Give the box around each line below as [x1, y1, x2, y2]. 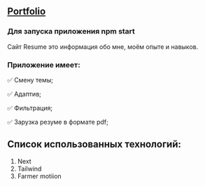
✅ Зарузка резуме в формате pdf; [7, 117, 108, 126]
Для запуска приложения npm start [7, 27, 135, 36]
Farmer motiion [17, 171, 62, 180]
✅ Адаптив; [7, 90, 42, 98]
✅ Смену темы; [7, 76, 54, 84]
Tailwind [17, 164, 42, 173]
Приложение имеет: [7, 59, 80, 69]
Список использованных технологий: [7, 138, 182, 150]
